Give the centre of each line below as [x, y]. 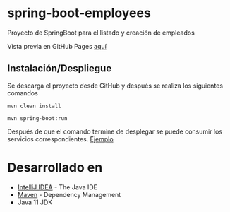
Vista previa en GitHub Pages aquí [57, 46]
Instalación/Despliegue [60, 69]
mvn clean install [34, 106]
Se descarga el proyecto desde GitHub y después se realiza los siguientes [115, 86]
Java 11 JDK [35, 202]
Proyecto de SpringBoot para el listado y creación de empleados [101, 33]
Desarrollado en [55, 167]
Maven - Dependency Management [69, 194]
